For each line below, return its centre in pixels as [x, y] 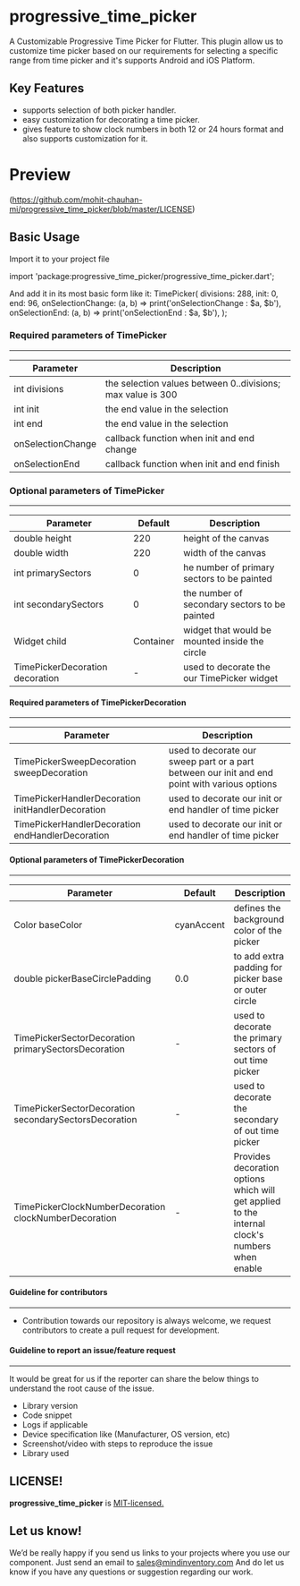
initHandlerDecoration [60, 810]
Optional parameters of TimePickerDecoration [97, 859]
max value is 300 [141, 394]
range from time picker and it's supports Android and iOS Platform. [132, 60]
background [259, 919]
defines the [257, 908]
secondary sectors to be [234, 604]
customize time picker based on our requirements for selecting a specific [144, 50]
